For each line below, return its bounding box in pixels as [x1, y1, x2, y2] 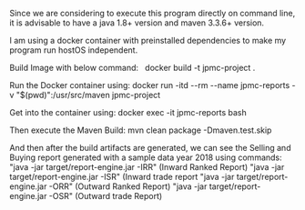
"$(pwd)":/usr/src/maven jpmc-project [15, 90, 161, 100]
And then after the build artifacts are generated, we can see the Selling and [9, 143, 291, 153]
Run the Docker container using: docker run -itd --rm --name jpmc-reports [9, 80, 290, 90]
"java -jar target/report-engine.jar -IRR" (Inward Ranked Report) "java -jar [9, 162, 285, 172]
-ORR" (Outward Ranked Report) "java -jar [48, 181, 208, 192]
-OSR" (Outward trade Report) [48, 191, 163, 201]
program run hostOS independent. [9, 45, 138, 55]
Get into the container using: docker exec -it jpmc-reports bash [9, 107, 248, 117]
